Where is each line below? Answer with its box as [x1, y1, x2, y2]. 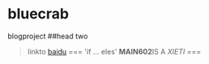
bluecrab [7, 5, 70, 23]
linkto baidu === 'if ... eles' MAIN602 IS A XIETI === [27, 46, 202, 56]
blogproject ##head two [7, 31, 88, 41]
